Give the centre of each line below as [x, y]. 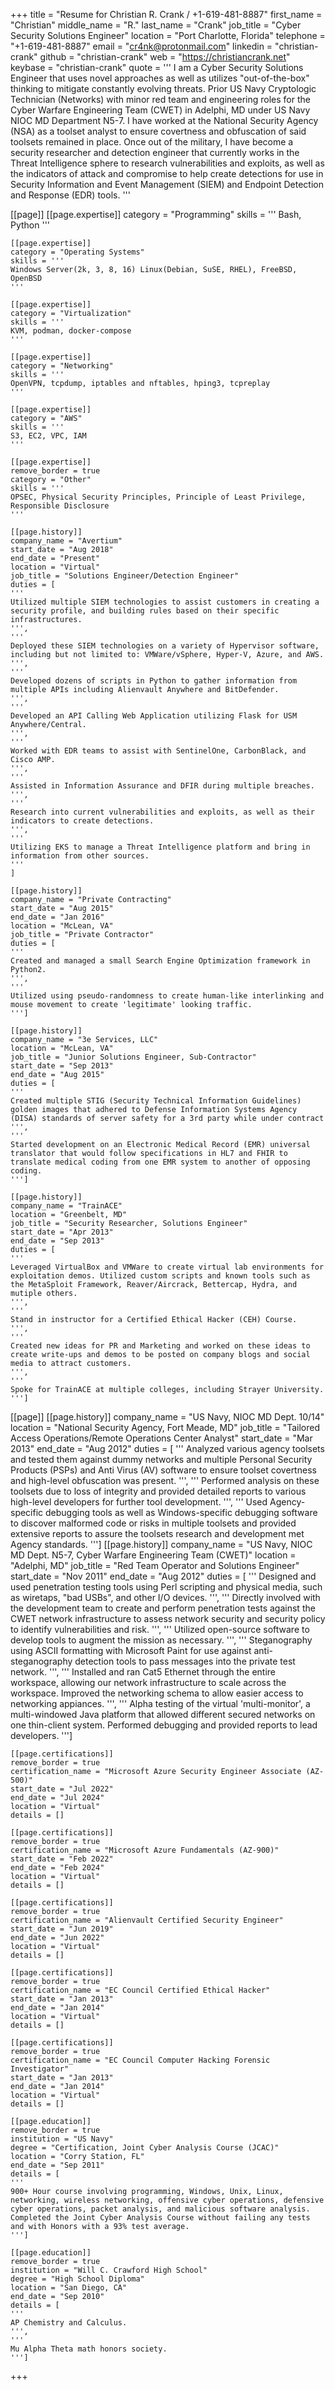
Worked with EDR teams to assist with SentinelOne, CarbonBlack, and [158, 751]
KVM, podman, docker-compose [71, 331]
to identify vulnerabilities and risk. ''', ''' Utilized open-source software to [160, 1629]
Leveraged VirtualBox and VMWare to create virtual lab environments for [167, 1267]
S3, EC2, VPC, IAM [48, 436]
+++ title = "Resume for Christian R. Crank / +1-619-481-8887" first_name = [166, 14]
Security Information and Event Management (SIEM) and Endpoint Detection [167, 184]
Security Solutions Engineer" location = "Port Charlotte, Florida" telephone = [168, 35]
